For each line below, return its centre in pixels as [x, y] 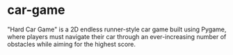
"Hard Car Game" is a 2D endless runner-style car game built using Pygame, [117, 29]
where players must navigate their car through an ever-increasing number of [117, 36]
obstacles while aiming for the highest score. [72, 44]
